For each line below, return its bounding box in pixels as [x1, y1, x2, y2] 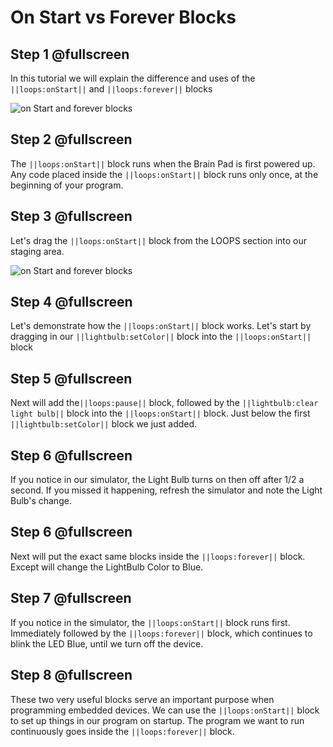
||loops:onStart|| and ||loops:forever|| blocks [10, 83, 213, 95]
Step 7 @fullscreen [10, 590, 132, 607]
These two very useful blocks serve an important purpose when [10, 693, 275, 705]
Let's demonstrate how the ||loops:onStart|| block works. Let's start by [10, 320, 312, 332]
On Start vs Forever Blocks [10, 6, 237, 29]
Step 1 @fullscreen [10, 46, 130, 63]
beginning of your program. [10, 179, 124, 191]
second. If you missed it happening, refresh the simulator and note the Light [10, 484, 323, 496]
